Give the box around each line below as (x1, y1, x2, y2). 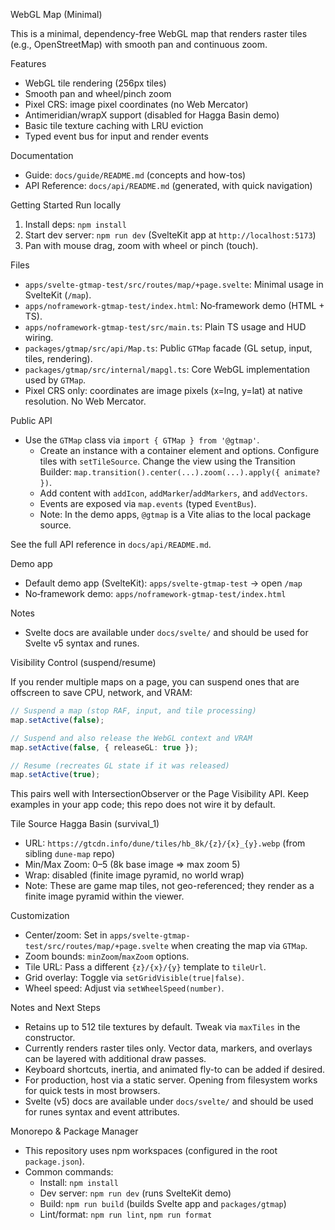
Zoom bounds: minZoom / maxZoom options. (24, 950, 190, 963)
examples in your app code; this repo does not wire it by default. (10, 799, 276, 811)
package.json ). (24, 1155, 85, 1168)
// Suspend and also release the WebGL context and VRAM (10, 733, 253, 743)
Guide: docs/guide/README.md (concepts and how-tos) (24, 169, 247, 181)
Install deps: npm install (24, 219, 127, 230)
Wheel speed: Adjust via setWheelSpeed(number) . (24, 982, 225, 994)
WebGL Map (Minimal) (10, 9, 103, 20)
